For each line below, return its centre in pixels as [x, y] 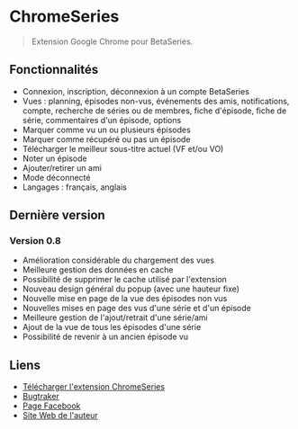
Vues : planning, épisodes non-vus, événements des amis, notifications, [156, 101]
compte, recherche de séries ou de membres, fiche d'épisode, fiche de [154, 111]
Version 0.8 [35, 241]
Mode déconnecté [56, 177]
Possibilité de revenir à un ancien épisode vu [105, 337]
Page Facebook [51, 406]
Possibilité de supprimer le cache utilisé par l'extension [125, 280]
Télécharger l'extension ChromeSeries [93, 387]
